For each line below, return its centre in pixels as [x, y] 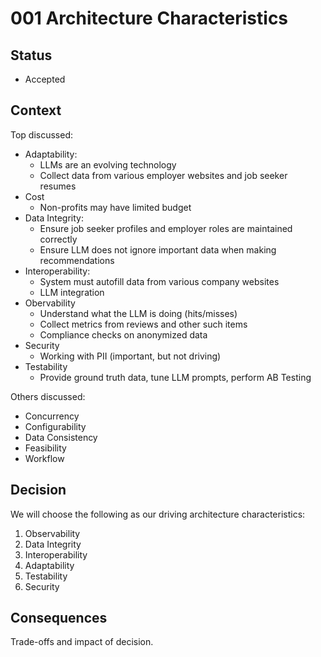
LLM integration [72, 292]
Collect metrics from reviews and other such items [143, 324]
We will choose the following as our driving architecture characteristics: [158, 514]
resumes [58, 186]
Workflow [44, 458]
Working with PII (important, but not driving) [130, 356]
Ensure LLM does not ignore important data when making [158, 249]
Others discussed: [48, 396]
